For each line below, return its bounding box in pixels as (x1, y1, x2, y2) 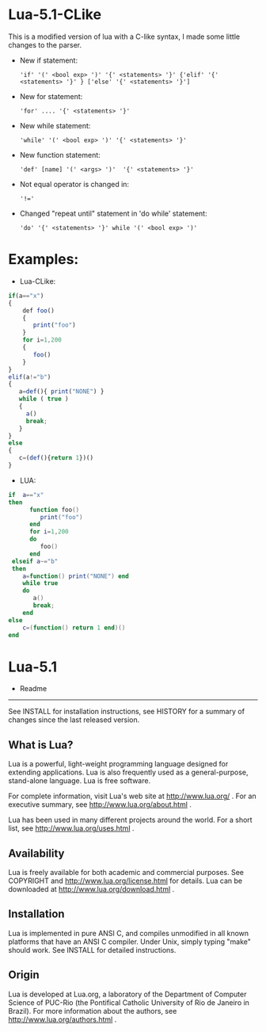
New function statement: (19, 150, 101, 159)
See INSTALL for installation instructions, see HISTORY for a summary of (8, 707, 245, 717)
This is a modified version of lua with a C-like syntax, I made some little (8, 32, 240, 41)
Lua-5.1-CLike (8, 6, 101, 24)
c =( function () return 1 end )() (22, 624, 126, 632)
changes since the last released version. (8, 715, 140, 724)
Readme (19, 684, 47, 694)
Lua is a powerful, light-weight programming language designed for (8, 759, 229, 769)
